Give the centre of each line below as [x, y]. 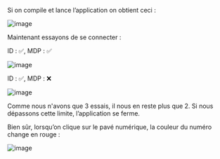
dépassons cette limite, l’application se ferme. [74, 113]
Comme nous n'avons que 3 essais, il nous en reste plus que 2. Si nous [110, 106]
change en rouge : [34, 134]
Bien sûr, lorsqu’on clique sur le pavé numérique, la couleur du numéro [110, 127]
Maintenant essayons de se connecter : [64, 37]
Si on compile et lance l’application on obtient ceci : [82, 10]
